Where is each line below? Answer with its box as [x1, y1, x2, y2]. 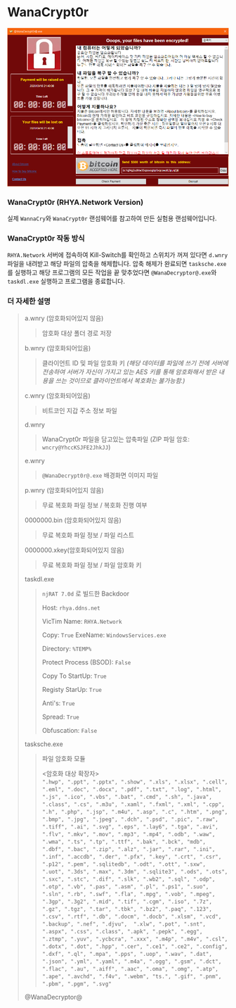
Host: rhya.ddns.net [41, 603, 100, 612]
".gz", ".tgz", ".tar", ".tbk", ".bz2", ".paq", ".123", [41, 905, 213, 912]
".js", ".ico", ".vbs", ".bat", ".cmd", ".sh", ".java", [41, 793, 213, 800]
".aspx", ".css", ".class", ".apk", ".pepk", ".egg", [41, 928, 203, 935]
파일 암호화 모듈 [41, 754, 86, 762]
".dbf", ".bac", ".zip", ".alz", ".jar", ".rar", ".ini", [41, 845, 216, 852]
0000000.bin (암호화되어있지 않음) [24, 515, 122, 524]
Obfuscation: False [41, 726, 98, 734]
